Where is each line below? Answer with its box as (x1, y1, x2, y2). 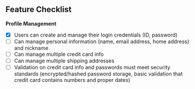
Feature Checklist (5, 5, 72, 15)
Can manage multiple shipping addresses (14, 58, 115, 64)
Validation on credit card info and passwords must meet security (14, 64, 171, 71)
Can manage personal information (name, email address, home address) (14, 38, 190, 45)
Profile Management (5, 20, 57, 27)
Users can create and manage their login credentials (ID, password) (14, 31, 178, 38)
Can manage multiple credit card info (14, 51, 104, 58)
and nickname (14, 44, 49, 51)
